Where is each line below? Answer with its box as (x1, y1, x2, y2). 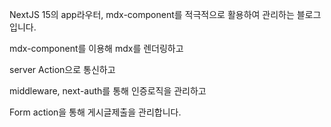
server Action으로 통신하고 (9, 64, 116, 75)
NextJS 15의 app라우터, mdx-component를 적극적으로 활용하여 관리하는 (9, 9, 295, 20)
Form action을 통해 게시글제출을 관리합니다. (9, 106, 182, 118)
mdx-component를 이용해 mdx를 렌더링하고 (9, 43, 184, 54)
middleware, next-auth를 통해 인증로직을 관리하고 (9, 85, 207, 97)
